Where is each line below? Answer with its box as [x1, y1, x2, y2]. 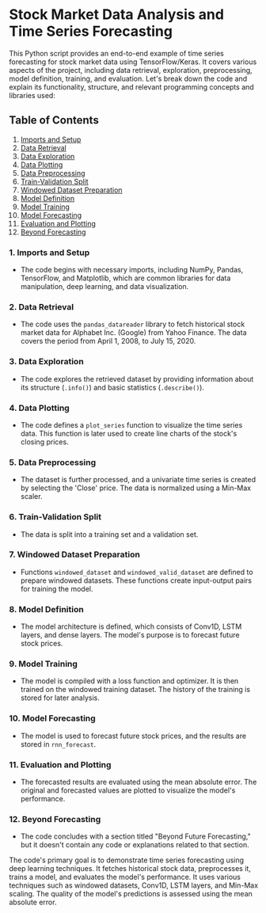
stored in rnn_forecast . [20, 739, 97, 749]
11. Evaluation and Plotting [9, 759, 112, 770]
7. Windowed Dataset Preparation [9, 549, 141, 560]
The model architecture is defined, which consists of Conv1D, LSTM [20, 622, 242, 631]
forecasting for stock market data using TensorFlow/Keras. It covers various [9, 57, 257, 67]
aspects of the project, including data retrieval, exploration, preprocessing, [9, 65, 253, 74]
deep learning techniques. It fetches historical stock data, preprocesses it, [9, 864, 252, 873]
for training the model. [20, 584, 93, 593]
